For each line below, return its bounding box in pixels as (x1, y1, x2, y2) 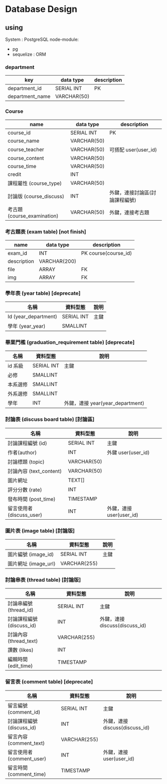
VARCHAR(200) (39, 257, 77, 264)
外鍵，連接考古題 (109, 209, 150, 216)
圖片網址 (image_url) (7, 560, 56, 567)
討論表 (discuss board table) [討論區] (5, 416, 94, 423)
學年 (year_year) (7, 323, 46, 330)
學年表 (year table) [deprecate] (5, 290, 81, 297)
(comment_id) (7, 708, 41, 715)
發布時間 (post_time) (7, 495, 56, 502)
